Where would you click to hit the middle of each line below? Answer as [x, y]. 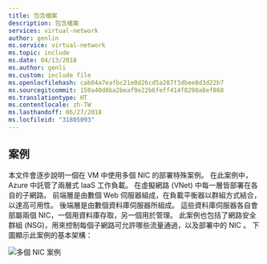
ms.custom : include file [50, 75]
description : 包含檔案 [44, 23]
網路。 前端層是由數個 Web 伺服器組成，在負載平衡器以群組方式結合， [145, 195]
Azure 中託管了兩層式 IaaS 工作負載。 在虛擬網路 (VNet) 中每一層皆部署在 [130, 185]
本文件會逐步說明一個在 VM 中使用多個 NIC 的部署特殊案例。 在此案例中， [130, 175]
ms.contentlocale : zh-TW [50, 105]
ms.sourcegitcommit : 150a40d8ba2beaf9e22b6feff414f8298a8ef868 [116, 90]
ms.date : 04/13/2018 [43, 61]
